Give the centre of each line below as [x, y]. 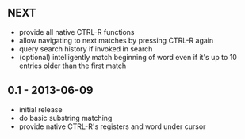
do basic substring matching [65, 118]
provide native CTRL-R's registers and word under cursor [112, 126]
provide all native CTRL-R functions [77, 32]
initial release [40, 109]
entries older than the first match [73, 66]
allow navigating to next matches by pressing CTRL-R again [116, 40]
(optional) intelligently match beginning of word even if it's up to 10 [128, 57]
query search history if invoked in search [86, 49]
